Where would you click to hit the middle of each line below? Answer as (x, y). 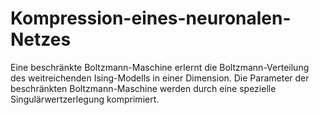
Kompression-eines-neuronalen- (151, 18)
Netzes (41, 39)
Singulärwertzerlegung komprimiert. (85, 99)
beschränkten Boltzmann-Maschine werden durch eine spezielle (143, 88)
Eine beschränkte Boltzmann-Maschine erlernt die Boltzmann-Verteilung (160, 67)
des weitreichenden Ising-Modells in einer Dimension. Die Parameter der (160, 78)
